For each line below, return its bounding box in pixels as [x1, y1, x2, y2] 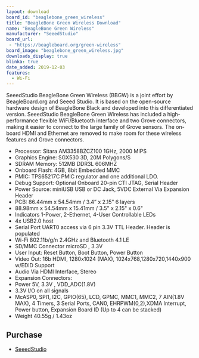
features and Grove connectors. [6, 136, 85, 143]
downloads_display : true [6, 53, 68, 59]
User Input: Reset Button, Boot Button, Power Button [14, 249, 143, 257]
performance [6, 117, 39, 124]
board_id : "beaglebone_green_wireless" [6, 14, 105, 20]
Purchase [6, 329, 43, 340]
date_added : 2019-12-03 [6, 64, 66, 70]
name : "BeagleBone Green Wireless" [6, 25, 95, 32]
